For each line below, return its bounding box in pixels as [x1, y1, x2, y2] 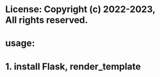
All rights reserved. [5, 14, 88, 26]
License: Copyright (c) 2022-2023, [5, 4, 155, 15]
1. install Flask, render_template [5, 61, 141, 72]
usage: [5, 37, 35, 49]
